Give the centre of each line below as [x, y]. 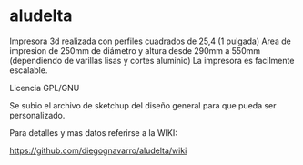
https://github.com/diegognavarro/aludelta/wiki [98, 150]
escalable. [29, 70]
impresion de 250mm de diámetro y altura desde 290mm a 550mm [135, 50]
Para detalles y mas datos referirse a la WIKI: [93, 132]
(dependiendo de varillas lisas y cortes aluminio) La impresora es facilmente [152, 60]
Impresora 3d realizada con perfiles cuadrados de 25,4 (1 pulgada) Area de [150, 41]
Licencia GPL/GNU [45, 88]
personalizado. [37, 115]
